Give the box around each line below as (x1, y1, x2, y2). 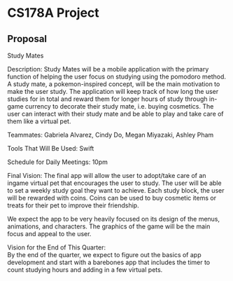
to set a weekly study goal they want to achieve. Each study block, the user (7, 186, 225, 194)
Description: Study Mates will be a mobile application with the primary (7, 65, 209, 73)
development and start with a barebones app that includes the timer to (7, 258, 211, 266)
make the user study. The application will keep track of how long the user (7, 88, 219, 95)
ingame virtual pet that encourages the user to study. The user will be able (7, 179, 222, 187)
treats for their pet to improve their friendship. (7, 201, 139, 210)
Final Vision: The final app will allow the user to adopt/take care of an (7, 172, 206, 179)
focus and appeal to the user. (7, 230, 92, 238)
